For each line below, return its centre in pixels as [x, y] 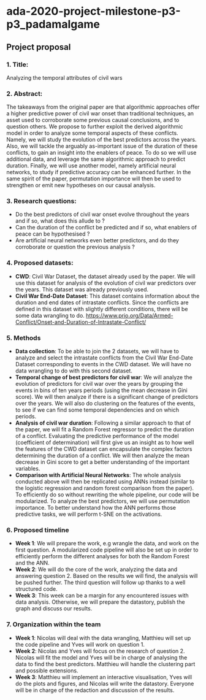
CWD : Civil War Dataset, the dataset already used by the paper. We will [105, 276]
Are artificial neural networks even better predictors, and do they [97, 240]
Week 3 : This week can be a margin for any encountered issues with [102, 596]
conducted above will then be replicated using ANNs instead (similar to [105, 482]
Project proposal [39, 47]
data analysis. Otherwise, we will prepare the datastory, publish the [100, 602]
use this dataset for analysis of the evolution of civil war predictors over [105, 283]
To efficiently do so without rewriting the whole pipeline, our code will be [107, 494]
